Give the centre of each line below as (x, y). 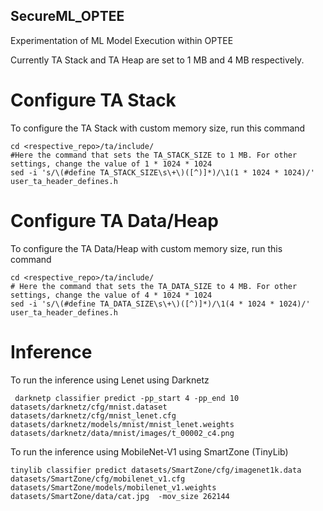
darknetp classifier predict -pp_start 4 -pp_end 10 (127, 398)
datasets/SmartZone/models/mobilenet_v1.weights (113, 487)
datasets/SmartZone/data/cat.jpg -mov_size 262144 (120, 496)
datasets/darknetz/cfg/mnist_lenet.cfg (93, 415)
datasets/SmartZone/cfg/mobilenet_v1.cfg (98, 479)
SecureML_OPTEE (67, 16)
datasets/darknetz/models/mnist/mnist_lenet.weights (122, 424)
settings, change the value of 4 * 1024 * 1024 (111, 295)
